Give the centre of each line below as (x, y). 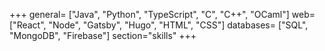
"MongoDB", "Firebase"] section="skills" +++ (103, 35)
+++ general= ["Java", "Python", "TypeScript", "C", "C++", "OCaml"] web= (162, 14)
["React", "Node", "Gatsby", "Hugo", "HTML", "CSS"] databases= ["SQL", (159, 25)
